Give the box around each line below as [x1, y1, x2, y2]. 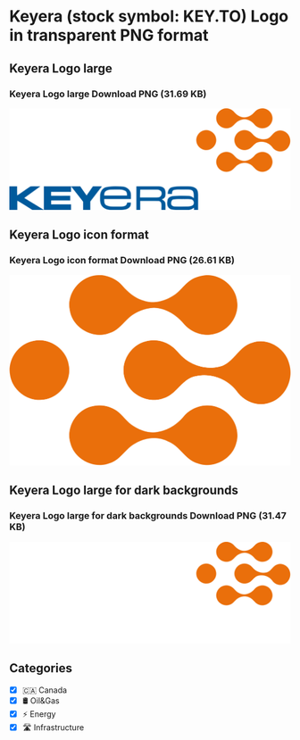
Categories [9, 661, 73, 676]
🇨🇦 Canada [21, 685, 68, 695]
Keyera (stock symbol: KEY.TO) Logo [9, 6, 289, 27]
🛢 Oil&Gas [21, 694, 60, 706]
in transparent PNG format [9, 25, 209, 46]
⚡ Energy [21, 708, 56, 719]
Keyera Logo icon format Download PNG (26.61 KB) [9, 254, 235, 267]
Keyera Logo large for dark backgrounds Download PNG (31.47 [9, 510, 287, 522]
